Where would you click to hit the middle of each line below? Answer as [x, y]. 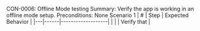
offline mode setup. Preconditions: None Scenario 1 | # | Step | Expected [98, 15]
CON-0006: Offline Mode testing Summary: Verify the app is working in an [100, 9]
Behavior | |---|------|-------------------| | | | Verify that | [79, 22]
